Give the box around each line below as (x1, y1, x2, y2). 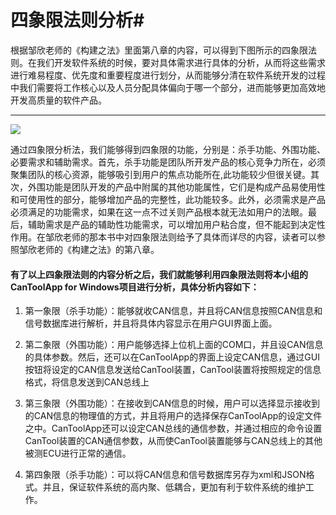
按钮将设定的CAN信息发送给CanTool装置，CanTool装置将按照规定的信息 (24, 364, 322, 376)
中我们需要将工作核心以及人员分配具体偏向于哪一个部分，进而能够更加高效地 (10, 81, 326, 93)
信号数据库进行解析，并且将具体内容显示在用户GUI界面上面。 (24, 317, 278, 330)
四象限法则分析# (10, 9, 145, 32)
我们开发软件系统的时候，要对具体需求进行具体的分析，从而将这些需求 (36, 56, 326, 68)
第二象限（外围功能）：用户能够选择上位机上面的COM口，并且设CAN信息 (24, 339, 324, 351)
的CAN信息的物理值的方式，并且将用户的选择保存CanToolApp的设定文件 (24, 410, 323, 422)
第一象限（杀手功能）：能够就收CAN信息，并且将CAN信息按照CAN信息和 (24, 305, 323, 317)
